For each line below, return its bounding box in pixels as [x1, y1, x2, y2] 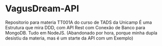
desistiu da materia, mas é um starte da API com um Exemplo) [5, 35, 134, 41]
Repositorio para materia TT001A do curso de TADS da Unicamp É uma [5, 19, 152, 25]
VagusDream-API [5, 3, 79, 14]
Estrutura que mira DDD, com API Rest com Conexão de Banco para [5, 24, 145, 30]
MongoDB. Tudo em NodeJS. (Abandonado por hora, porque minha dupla [5, 30, 157, 36]
